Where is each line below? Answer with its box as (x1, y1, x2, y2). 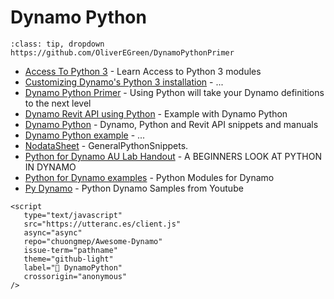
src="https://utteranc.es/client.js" (23, 219, 182, 229)
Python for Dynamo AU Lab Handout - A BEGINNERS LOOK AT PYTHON (24, 150, 323, 162)
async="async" (23, 227, 83, 238)
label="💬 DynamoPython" (23, 262, 123, 273)
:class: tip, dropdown (10, 39, 105, 49)
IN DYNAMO (24, 161, 77, 173)
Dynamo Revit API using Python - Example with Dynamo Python (24, 107, 288, 120)
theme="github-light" (23, 254, 114, 264)
